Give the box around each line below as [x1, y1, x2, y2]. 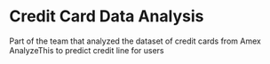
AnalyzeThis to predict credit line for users [9, 44, 164, 55]
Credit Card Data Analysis [9, 6, 204, 27]
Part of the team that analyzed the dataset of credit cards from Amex [9, 36, 262, 46]
